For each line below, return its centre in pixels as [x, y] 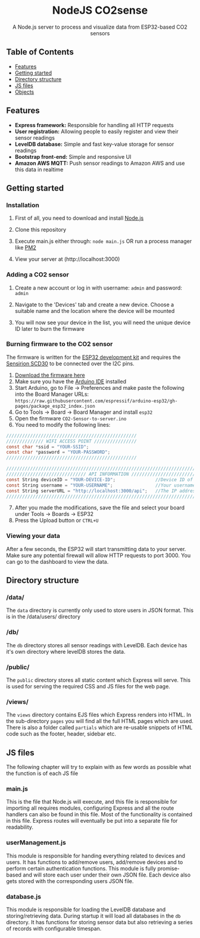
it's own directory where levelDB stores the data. [66, 651]
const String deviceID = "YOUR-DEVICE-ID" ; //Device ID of [100, 479]
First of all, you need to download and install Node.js [79, 218]
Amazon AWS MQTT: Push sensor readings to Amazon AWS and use [100, 163]
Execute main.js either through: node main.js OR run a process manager [103, 241]
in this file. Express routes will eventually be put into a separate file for [92, 821]
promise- [169, 868]
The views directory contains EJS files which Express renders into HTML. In [99, 715]
